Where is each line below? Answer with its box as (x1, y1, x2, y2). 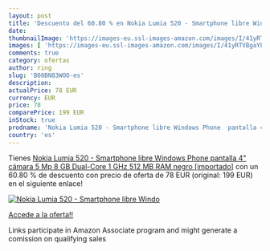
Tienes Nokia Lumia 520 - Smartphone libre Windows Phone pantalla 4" (8, 153, 247, 163)
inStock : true (8, 116, 56, 124)
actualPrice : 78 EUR (8, 86, 78, 95)
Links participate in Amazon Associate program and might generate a (8, 225, 238, 235)
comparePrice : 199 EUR (8, 109, 84, 117)
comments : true (8, 49, 59, 57)
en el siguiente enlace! (8, 178, 83, 188)
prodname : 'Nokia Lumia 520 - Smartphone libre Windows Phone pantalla (8, 123, 257, 132)
